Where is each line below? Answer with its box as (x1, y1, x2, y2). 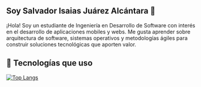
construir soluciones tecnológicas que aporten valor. (6, 41, 137, 48)
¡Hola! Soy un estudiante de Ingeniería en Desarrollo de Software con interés (6, 21, 196, 29)
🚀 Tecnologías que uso (6, 58, 93, 69)
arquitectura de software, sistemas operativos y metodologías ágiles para (6, 34, 188, 42)
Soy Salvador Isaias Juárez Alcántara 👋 (6, 6, 156, 16)
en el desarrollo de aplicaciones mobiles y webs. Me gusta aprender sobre (6, 28, 191, 35)
